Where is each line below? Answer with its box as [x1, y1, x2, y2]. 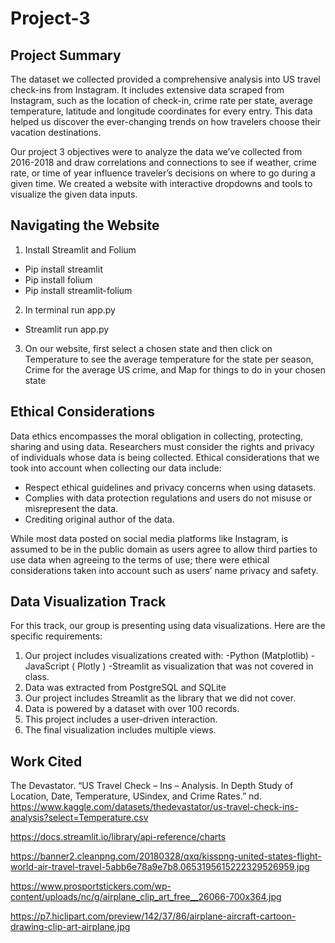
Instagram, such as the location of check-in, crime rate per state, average [10, 95, 313, 106]
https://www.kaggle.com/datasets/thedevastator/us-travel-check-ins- [10, 801, 299, 813]
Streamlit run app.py [24, 323, 110, 335]
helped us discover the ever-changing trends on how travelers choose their [10, 116, 322, 127]
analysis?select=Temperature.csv [10, 812, 149, 824]
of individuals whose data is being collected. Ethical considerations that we [10, 451, 320, 463]
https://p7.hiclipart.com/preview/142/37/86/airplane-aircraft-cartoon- [10, 910, 297, 922]
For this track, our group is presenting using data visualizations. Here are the [10, 620, 326, 632]
